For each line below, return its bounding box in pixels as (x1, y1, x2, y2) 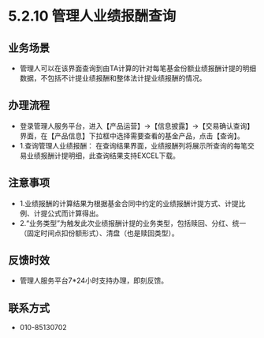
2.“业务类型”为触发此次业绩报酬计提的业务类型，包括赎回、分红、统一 (19, 218, 247, 227)
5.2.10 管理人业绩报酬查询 (8, 7, 177, 25)
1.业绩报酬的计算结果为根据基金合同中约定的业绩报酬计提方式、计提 (19, 198, 239, 208)
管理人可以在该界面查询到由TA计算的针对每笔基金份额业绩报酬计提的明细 (19, 64, 257, 73)
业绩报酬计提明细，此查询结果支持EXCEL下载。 (26, 151, 180, 160)
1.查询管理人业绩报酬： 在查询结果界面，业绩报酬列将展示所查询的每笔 (19, 141, 248, 150)
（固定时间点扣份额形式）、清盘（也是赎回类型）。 (19, 228, 179, 238)
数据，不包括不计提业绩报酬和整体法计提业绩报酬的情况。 (19, 73, 206, 83)
